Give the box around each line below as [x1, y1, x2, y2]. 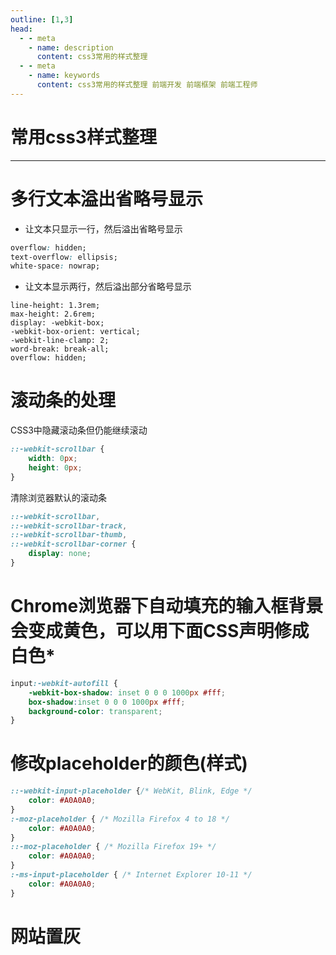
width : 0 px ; [28, 454, 78, 464]
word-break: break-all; [10, 344, 110, 355]
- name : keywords [28, 71, 101, 81]
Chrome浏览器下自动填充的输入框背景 [10, 595, 324, 618]
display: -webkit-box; [10, 318, 105, 328]
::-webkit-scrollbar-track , [10, 521, 128, 531]
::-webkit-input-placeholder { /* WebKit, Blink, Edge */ [10, 786, 253, 796]
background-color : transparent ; [28, 706, 163, 716]
